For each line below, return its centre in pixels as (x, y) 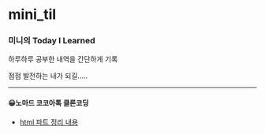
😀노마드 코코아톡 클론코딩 (49, 103)
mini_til (32, 15)
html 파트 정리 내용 (49, 122)
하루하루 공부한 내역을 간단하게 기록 (63, 59)
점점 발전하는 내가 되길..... (48, 76)
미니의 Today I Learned (52, 41)
